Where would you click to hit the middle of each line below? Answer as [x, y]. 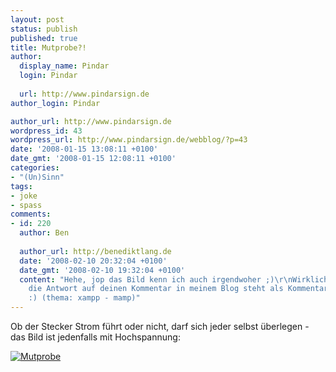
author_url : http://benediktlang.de [95, 251]
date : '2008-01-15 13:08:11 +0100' [84, 149]
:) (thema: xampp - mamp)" [84, 298]
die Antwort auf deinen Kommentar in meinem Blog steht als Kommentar [178, 289]
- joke [24, 196]
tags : [21, 186]
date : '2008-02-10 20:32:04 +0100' [93, 261]
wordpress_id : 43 [46, 131]
